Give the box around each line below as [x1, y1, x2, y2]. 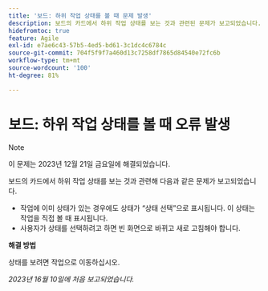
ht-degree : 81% [8, 71, 59, 79]
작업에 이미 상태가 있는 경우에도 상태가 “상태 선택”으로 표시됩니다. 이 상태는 [19, 203, 255, 212]
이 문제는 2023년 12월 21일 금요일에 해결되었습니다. [8, 159, 171, 168]
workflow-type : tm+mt [8, 57, 81, 65]
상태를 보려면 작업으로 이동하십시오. [8, 257, 120, 267]
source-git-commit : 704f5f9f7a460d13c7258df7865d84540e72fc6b [8, 49, 221, 57]
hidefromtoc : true [8, 26, 70, 34]
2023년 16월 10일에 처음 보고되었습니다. [8, 274, 135, 284]
